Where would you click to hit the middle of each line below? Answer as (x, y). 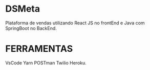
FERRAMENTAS (39, 49)
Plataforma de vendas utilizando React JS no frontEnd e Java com (75, 23)
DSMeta (23, 9)
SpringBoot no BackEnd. (31, 28)
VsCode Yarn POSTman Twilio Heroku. (46, 63)
